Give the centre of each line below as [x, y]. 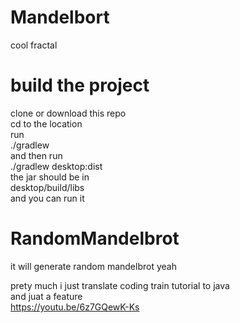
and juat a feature [46, 296]
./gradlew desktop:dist [56, 166]
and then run [36, 155]
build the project [80, 85]
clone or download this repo [68, 113]
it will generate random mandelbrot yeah [93, 266]
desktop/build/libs [47, 187]
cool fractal [34, 45]
